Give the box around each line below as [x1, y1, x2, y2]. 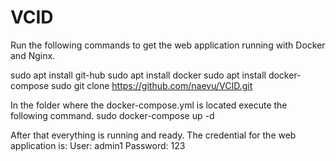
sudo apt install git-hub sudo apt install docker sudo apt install [10, 69, 267, 81]
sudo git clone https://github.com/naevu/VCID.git [51, 79, 253, 91]
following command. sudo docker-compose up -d [10, 109, 215, 121]
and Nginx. [10, 49, 56, 61]
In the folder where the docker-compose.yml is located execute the [10, 99, 288, 111]
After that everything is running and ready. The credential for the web [10, 129, 297, 141]
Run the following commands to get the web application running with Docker [10, 39, 326, 51]
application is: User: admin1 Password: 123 [10, 139, 186, 151]
